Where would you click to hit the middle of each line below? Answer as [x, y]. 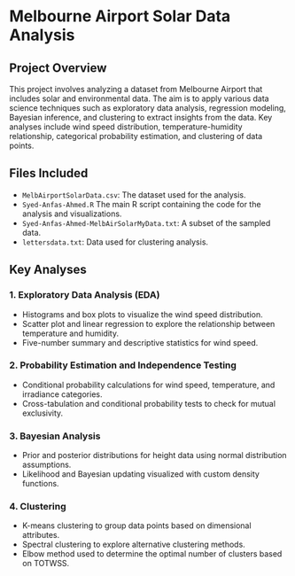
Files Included [49, 173]
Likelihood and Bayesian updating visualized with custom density [140, 474]
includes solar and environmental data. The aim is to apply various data [139, 98]
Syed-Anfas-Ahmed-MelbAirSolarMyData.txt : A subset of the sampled [146, 222]
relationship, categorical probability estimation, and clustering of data [136, 136]
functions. [40, 484]
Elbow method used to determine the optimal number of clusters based [152, 554]
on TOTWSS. [46, 564]
